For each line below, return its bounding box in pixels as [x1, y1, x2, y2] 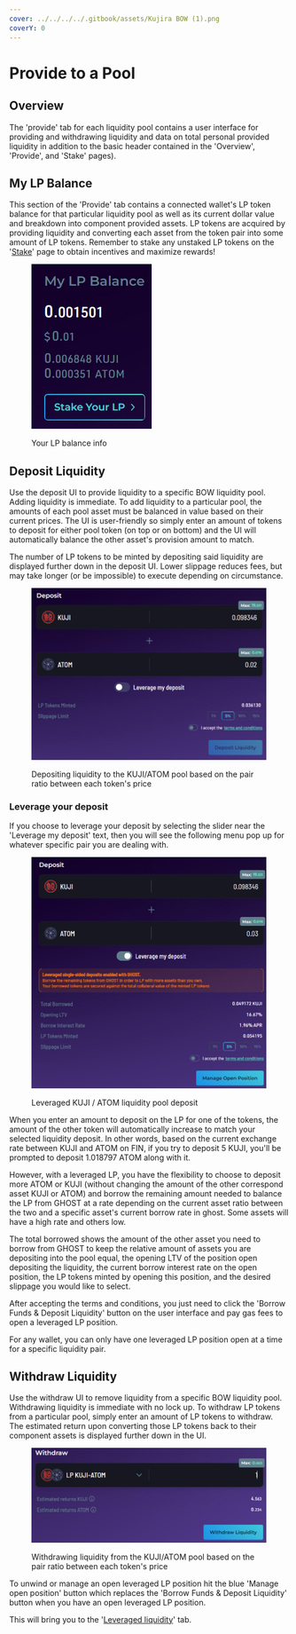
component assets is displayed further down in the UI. [9, 1430, 206, 1441]
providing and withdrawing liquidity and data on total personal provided [9, 131, 270, 142]
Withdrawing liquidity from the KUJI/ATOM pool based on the [31, 1551, 255, 1562]
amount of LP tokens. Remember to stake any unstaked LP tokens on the [9, 237, 275, 248]
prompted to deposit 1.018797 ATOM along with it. [9, 1152, 191, 1163]
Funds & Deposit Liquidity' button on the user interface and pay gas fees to [9, 1307, 284, 1318]
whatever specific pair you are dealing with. [9, 840, 169, 850]
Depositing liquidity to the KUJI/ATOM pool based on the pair [31, 769, 254, 779]
